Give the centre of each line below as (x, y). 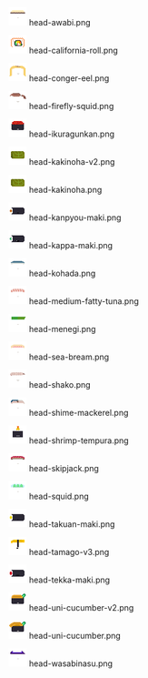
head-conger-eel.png (69, 78)
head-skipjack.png (64, 468)
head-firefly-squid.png (71, 106)
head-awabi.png (59, 22)
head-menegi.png (62, 329)
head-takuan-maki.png (72, 524)
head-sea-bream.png (69, 357)
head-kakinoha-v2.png (72, 162)
